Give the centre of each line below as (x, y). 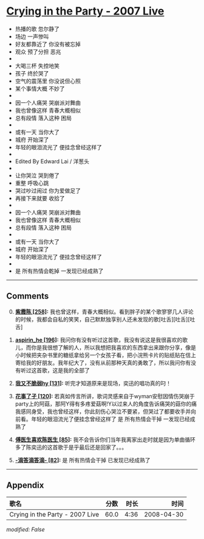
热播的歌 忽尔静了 (37, 29)
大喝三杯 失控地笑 (37, 66)
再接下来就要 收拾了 (40, 198)
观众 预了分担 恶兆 (38, 51)
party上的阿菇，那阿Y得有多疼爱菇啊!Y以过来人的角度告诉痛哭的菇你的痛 (106, 404)
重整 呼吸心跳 (32, 183)
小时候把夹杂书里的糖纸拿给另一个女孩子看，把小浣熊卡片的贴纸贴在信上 (105, 355)
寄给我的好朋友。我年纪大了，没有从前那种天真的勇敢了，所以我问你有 (103, 362)
